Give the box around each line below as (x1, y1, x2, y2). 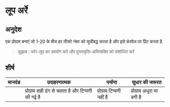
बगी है (131, 93, 142, 100)
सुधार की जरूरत (131, 79, 162, 86)
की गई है (25, 93, 40, 100)
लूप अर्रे (5, 5, 28, 16)
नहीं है (97, 93, 108, 100)
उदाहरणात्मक (47, 79, 71, 86)
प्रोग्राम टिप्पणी (97, 87, 121, 94)
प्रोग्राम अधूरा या (131, 87, 158, 94)
